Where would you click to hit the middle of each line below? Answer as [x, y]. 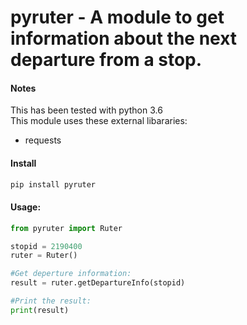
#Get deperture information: [71, 274]
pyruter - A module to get [117, 17]
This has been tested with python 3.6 [86, 110]
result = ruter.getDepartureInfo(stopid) [98, 283]
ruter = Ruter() [44, 256]
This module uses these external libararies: [99, 121]
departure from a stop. [106, 60]
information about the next [124, 38]
